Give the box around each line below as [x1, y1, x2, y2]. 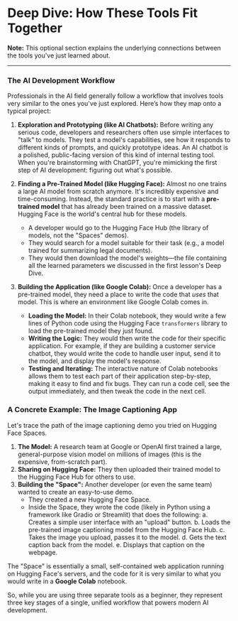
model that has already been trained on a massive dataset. [40, 202, 212, 211]
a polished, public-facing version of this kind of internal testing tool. [17, 151, 215, 159]
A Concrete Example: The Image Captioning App [7, 405, 178, 415]
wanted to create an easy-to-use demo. [17, 487, 134, 496]
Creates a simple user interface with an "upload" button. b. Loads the [28, 517, 231, 526]
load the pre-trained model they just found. [28, 327, 154, 335]
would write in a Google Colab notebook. [7, 577, 127, 585]
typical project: [7, 107, 52, 115]
